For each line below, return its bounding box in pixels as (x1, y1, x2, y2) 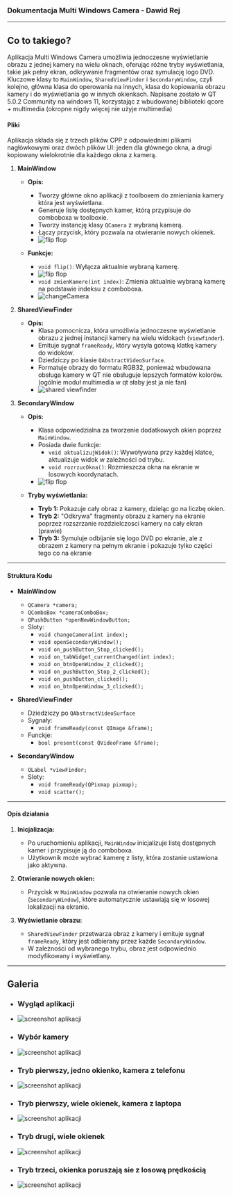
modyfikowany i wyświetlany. (27, 951, 112, 960)
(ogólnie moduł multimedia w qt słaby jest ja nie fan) (37, 378, 187, 387)
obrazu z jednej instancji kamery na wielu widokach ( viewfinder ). (37, 334, 225, 342)
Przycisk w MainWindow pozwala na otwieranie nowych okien (27, 887, 200, 896)
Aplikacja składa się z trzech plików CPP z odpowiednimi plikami (7, 136, 191, 145)
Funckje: (27, 731, 53, 739)
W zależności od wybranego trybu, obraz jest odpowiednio (27, 944, 197, 953)
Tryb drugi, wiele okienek (17, 1132, 105, 1142)
